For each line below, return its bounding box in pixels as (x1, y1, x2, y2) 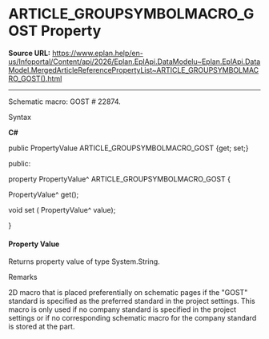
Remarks (8, 273, 38, 282)
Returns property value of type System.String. (8, 257, 160, 266)
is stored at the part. (8, 321, 75, 332)
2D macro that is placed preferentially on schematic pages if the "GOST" (8, 288, 248, 297)
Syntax (8, 112, 32, 122)
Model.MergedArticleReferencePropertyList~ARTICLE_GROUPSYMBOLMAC (8, 65, 259, 74)
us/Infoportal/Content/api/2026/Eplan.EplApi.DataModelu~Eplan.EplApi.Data (8, 57, 261, 66)
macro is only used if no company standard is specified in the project (8, 305, 237, 314)
